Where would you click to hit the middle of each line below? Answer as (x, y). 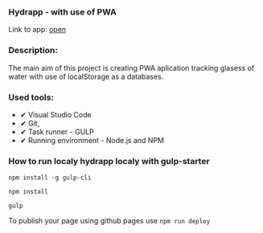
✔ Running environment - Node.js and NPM (92, 140)
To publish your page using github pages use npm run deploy (109, 221)
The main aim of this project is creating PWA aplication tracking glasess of (131, 67)
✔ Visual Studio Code (55, 114)
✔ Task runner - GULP (57, 132)
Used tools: (31, 97)
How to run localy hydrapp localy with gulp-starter (109, 161)
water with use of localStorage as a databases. (86, 76)
